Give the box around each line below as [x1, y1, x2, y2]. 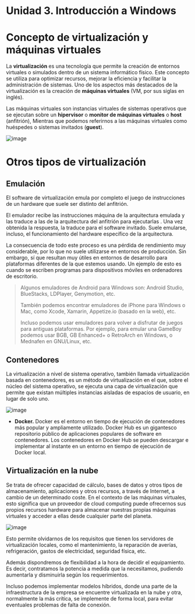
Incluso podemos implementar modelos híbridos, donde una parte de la [6, 582, 178, 589]
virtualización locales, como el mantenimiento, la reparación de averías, [6, 541, 178, 548]
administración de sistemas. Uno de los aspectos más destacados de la [6, 81, 178, 88]
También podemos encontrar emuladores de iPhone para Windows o [20, 302, 186, 309]
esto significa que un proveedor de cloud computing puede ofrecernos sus [6, 500, 186, 507]
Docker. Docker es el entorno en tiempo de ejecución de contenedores [14, 418, 186, 425]
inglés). [6, 94, 24, 101]
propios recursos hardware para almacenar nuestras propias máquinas [6, 506, 176, 513]
